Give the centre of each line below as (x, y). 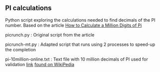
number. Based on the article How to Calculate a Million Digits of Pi (74, 25)
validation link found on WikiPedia (40, 64)
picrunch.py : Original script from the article (50, 35)
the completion (21, 49)
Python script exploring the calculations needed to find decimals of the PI (80, 20)
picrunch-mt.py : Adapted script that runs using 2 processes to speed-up (80, 44)
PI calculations (29, 8)
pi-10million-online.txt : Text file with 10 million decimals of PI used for (77, 59)
